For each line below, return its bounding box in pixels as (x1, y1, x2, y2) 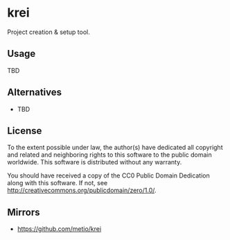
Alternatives (7, 87, 62, 98)
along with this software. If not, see (7, 179, 108, 187)
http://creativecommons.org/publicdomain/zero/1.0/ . (7, 186, 157, 195)
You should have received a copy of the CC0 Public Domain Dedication (7, 171, 210, 180)
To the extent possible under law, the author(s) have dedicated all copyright (7, 144, 223, 152)
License (7, 125, 42, 137)
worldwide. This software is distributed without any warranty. (7, 158, 182, 166)
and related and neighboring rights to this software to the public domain (7, 151, 213, 159)
